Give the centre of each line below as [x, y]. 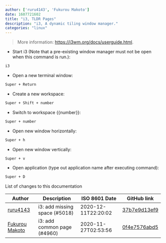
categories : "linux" [26, 28]
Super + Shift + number [30, 103]
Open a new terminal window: [42, 75]
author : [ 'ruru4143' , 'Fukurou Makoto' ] [47, 10]
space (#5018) [56, 213]
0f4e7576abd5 [140, 227]
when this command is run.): [41, 57]
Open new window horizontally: [44, 131]
